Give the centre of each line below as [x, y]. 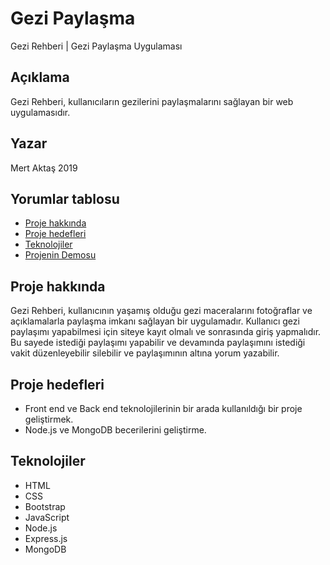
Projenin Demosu [60, 255]
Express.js [46, 538]
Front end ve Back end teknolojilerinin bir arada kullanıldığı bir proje [163, 408]
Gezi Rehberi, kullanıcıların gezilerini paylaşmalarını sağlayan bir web [152, 101]
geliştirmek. [49, 419]
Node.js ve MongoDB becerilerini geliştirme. [115, 430]
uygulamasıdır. [40, 112]
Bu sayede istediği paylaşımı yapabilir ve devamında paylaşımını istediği [158, 343]
